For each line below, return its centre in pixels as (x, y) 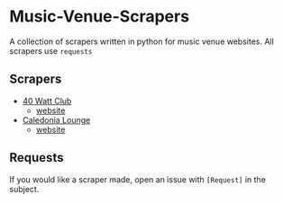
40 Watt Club (47, 101)
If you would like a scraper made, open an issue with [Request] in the (137, 179)
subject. (24, 189)
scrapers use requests (51, 50)
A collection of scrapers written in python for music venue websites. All (142, 41)
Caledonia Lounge (56, 119)
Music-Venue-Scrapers (100, 17)
